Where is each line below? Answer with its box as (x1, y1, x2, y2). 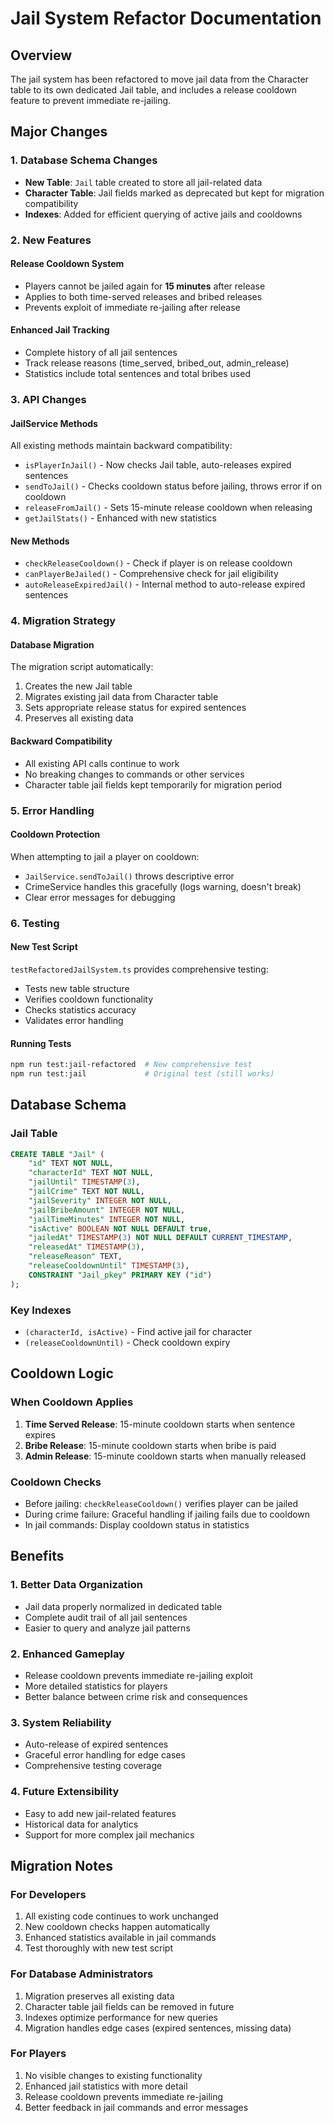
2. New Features (10, 233, 92, 247)
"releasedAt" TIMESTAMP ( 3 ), (28, 1242, 145, 1252)
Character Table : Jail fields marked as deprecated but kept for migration (24, 187, 325, 199)
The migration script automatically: (10, 661, 154, 673)
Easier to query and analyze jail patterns (24, 1622, 191, 1634)
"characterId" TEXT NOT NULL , (28, 1168, 155, 1178)
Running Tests (10, 1037, 72, 1049)
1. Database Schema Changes (10, 153, 158, 167)
